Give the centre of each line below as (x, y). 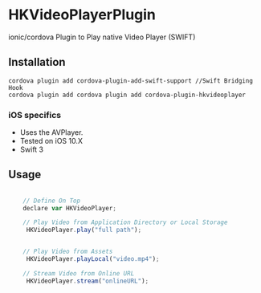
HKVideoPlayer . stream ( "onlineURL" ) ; (88, 281)
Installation (37, 62)
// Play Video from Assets (68, 252)
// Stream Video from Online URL (79, 273)
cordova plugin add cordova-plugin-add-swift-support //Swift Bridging (130, 81)
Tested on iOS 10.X (51, 141)
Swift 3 (32, 149)
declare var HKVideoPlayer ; (69, 208)
